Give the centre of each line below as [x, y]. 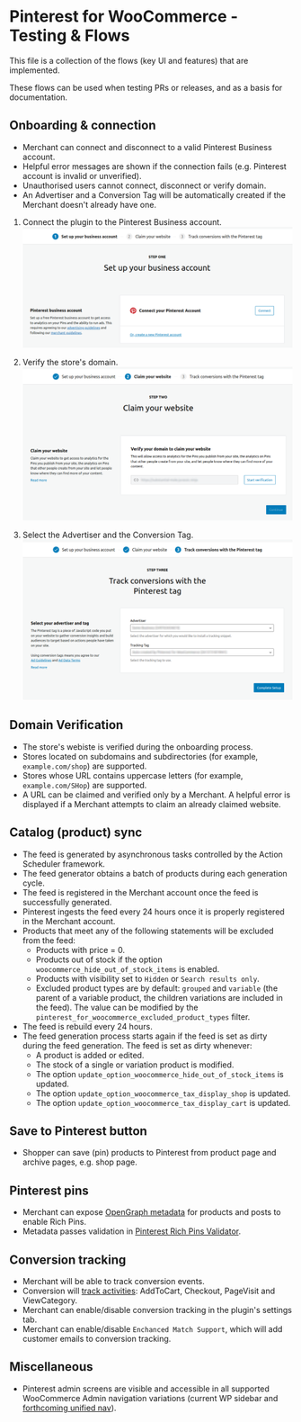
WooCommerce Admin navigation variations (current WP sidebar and [150, 1398]
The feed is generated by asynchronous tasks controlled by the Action [152, 854]
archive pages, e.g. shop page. [80, 1162]
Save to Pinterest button [79, 1131]
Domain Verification [66, 725]
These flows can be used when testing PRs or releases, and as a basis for [146, 87]
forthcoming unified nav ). [69, 1408]
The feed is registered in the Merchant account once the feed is [140, 892]
